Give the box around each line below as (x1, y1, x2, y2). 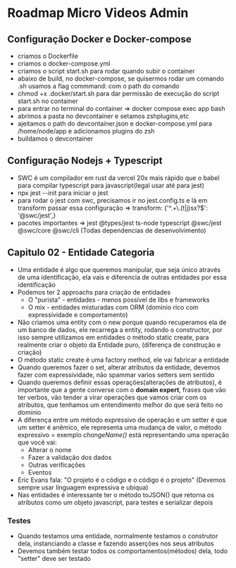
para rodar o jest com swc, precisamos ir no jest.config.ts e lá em (17, 196, 208, 204)
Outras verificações (27, 461, 86, 469)
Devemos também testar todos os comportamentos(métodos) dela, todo (17, 546, 228, 555)
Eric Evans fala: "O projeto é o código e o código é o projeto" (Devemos (17, 475, 226, 484)
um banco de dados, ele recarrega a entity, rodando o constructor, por (17, 325, 223, 333)
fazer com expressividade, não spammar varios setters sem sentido (17, 370, 215, 379)
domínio (17, 408, 42, 416)
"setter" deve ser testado (17, 554, 92, 562)
